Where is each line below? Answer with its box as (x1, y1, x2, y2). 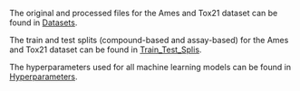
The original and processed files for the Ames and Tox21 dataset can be (9, 8, 278, 18)
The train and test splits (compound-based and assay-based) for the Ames (9, 35, 289, 45)
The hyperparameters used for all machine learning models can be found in (9, 62, 292, 72)
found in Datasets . (9, 17, 78, 28)
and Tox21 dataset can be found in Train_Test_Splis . (9, 44, 202, 55)
